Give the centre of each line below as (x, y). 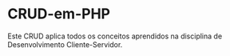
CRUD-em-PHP (59, 14)
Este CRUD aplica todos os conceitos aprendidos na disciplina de (115, 36)
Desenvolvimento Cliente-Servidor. (65, 44)
